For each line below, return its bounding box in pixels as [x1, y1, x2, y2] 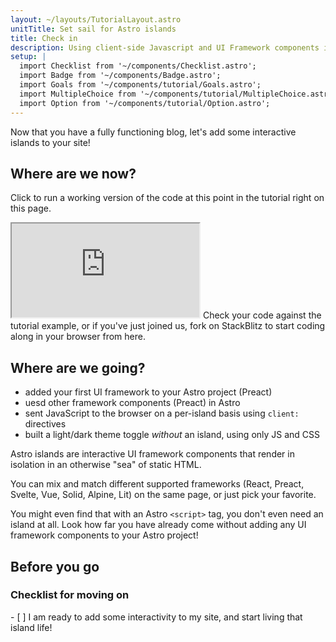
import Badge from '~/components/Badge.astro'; [19, 71, 222, 81]
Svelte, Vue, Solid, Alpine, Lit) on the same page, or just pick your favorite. [10, 489, 317, 501]
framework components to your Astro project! [10, 529, 199, 541]
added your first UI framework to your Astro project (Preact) [24, 386, 273, 398]
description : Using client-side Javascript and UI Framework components [10, 42, 320, 53]
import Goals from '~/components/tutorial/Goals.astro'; [19, 80, 262, 90]
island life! [10, 621, 53, 633]
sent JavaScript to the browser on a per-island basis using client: [24, 407, 300, 420]
